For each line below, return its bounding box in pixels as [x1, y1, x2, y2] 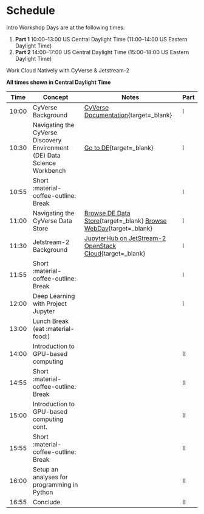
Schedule [6, 4, 56, 18]
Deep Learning [32, 291, 75, 300]
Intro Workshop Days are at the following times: [6, 24, 126, 31]
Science [32, 159, 56, 167]
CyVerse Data [32, 217, 72, 225]
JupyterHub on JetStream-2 [84, 234, 166, 242]
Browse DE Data [84, 209, 131, 217]
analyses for [32, 473, 68, 481]
